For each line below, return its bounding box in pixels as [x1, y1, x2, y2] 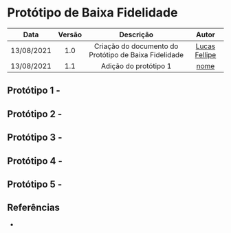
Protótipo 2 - [7, 108, 63, 120]
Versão [58, 30, 82, 39]
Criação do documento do [93, 41, 179, 51]
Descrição [119, 30, 153, 39]
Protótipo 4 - [7, 155, 63, 167]
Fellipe [195, 50, 217, 59]
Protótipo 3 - [7, 132, 63, 143]
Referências [7, 202, 60, 214]
